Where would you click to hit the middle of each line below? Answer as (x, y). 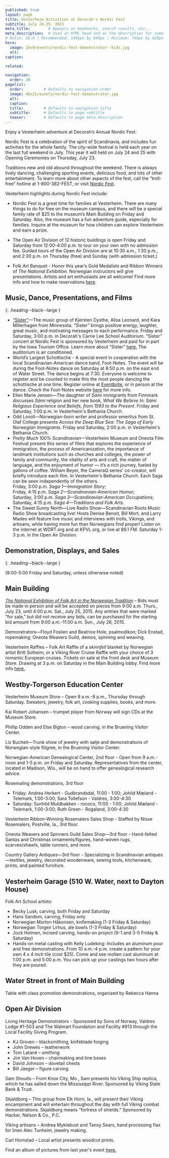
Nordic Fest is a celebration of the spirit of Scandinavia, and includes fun (81, 142)
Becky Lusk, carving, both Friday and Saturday (61, 911)
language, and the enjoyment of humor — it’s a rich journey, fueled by (85, 465)
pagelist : (16, 85)
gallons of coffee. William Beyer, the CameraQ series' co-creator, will (84, 470)
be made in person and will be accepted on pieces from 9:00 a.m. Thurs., (81, 606)
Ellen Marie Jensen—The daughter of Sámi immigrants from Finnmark (85, 395)
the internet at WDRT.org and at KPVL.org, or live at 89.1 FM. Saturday (85, 529)
